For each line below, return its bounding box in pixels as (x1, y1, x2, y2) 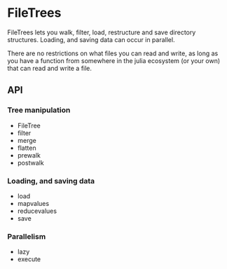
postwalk (17, 158, 44, 167)
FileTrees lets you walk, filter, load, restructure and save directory (7, 28, 196, 36)
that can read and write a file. (7, 64, 92, 72)
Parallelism (7, 231, 46, 241)
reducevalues (17, 207, 57, 215)
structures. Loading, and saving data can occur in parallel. (7, 35, 175, 43)
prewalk (17, 151, 41, 159)
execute (17, 255, 41, 263)
